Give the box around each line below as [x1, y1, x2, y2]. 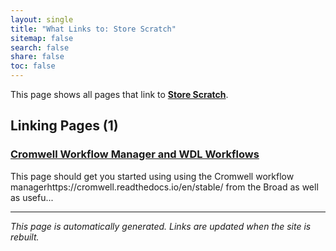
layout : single [10, 14, 74, 25]
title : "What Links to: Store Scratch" [10, 24, 177, 34]
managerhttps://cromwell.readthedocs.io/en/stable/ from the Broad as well [10, 181, 319, 193]
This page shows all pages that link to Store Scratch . [10, 89, 229, 100]
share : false [10, 52, 65, 62]
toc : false [10, 61, 56, 71]
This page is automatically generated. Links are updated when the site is [10, 220, 312, 232]
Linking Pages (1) [10, 117, 119, 135]
